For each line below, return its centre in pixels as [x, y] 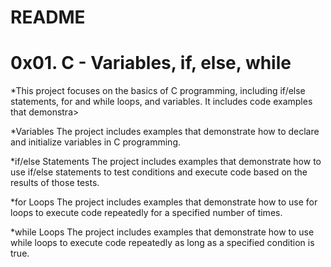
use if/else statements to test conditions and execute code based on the [159, 172]
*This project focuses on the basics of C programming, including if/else [158, 91]
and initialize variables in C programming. [96, 142]
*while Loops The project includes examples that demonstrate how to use [162, 232]
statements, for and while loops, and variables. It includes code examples [161, 102]
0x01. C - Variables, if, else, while [151, 63]
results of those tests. [55, 183]
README [48, 17]
